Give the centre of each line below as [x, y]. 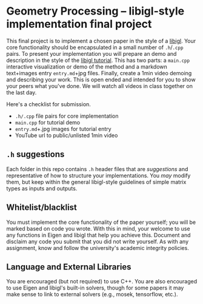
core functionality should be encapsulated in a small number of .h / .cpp [95, 47]
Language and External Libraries [69, 267]
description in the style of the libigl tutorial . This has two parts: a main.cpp [98, 60]
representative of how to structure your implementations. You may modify [98, 175]
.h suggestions [35, 154]
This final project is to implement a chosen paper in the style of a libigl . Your [101, 41]
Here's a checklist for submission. [48, 104]
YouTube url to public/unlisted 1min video [66, 135]
